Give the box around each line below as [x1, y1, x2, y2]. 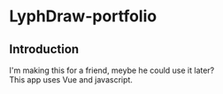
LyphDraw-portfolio [9, 6, 158, 27]
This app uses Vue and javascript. [9, 74, 133, 85]
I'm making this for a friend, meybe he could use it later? [9, 65, 215, 75]
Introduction [9, 42, 80, 57]
